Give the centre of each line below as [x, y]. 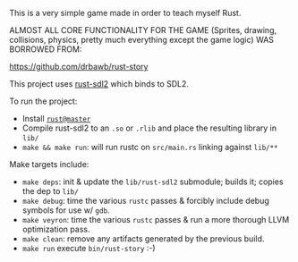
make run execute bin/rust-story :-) [89, 248]
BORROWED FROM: [46, 49]
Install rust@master [56, 118]
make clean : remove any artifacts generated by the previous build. [143, 239]
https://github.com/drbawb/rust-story [79, 67]
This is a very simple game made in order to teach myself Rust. [125, 13]
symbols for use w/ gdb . [66, 210]
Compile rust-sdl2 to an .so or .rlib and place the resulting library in [149, 128]
